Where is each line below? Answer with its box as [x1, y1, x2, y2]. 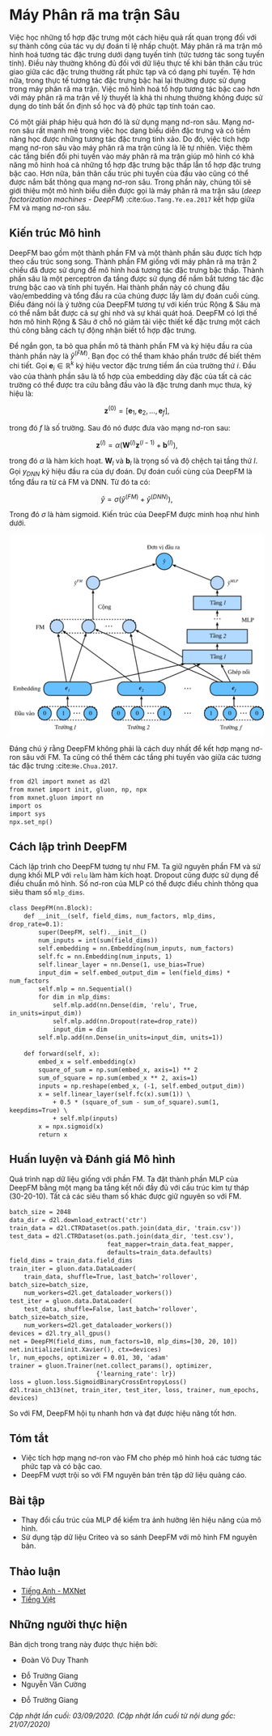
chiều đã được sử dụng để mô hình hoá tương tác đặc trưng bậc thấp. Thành [9, 265, 264, 274]
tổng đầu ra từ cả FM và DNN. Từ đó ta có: [9, 477, 151, 486]
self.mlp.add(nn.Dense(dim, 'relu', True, [52, 1001, 198, 1009]
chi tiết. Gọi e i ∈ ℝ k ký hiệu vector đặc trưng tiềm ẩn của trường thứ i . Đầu [9, 359, 257, 372]
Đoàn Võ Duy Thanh [20, 1655, 88, 1665]
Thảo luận [9, 1564, 62, 1578]
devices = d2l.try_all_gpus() [9, 1329, 112, 1337]
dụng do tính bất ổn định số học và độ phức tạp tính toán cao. [9, 101, 215, 111]
